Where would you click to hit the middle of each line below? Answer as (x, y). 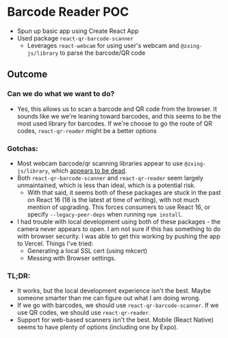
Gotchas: (23, 148)
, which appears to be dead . (87, 170)
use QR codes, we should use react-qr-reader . (84, 313)
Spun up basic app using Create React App (78, 31)
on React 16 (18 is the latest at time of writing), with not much (113, 200)
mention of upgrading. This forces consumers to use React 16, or (119, 207)
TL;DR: (19, 276)
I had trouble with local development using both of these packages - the (119, 221)
